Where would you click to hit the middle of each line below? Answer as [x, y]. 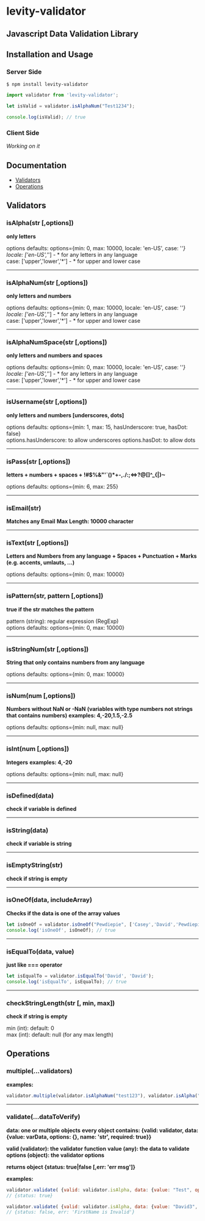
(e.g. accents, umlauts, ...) [41, 563]
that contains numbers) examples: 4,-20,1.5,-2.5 [70, 716]
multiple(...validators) [39, 1071]
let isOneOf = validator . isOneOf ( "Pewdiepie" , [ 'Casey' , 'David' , [91, 924]
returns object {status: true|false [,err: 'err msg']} [71, 1167]
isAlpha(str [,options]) [40, 223]
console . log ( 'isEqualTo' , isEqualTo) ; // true [67, 981]
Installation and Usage [50, 54]
